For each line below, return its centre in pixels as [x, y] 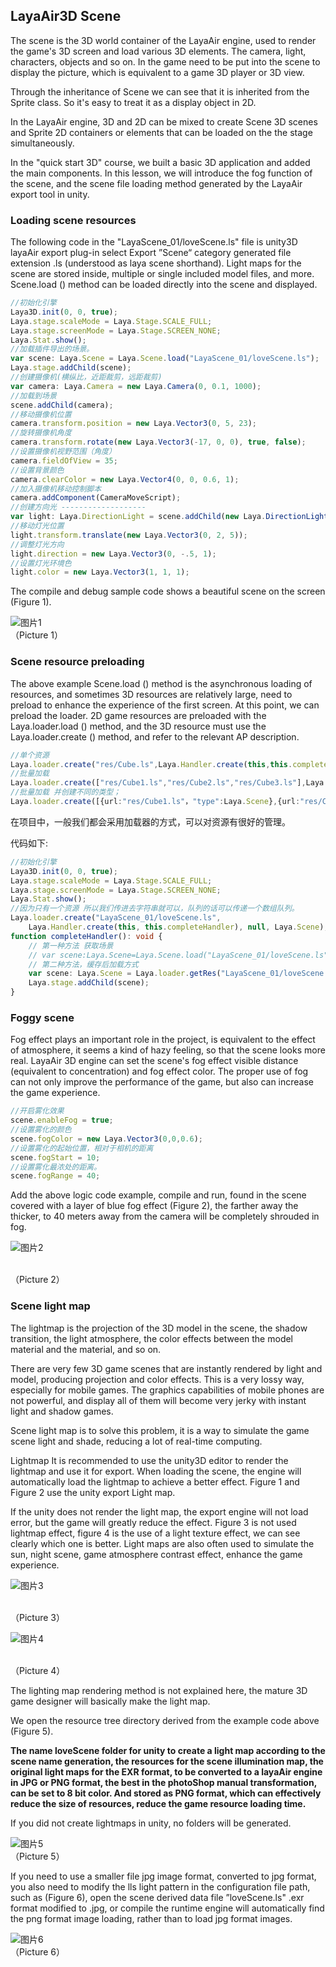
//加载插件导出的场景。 [52, 349]
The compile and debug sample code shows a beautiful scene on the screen [168, 591]
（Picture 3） [37, 1617]
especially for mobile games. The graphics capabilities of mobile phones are [167, 1390]
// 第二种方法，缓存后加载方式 [83, 964]
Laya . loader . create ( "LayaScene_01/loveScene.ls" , [116, 918]
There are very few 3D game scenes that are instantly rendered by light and [166, 1368]
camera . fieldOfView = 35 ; [64, 460]
